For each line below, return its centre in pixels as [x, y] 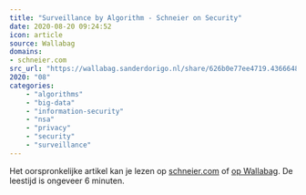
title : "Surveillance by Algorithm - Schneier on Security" [126, 18]
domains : [26, 52]
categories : [32, 86]
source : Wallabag [42, 43]
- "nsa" [40, 119]
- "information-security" [75, 111]
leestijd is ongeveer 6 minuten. [67, 180]
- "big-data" [51, 103]
